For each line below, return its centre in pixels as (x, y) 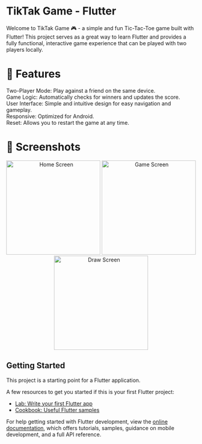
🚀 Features (34, 74)
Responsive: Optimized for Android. (50, 116)
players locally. (25, 49)
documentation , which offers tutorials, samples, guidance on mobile (90, 428)
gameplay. (19, 110)
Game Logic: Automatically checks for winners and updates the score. (93, 97)
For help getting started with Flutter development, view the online (87, 421)
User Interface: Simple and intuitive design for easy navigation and (89, 103)
